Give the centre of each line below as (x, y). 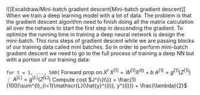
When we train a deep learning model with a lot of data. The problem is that (99, 15)
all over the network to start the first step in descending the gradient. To (95, 28)
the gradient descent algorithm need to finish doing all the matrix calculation (100, 22)
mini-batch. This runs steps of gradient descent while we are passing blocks (100, 41)
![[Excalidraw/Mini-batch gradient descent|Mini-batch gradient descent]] (96, 9)
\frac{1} (127, 80)
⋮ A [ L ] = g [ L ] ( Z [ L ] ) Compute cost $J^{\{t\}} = (61, 79)
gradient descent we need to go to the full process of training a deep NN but (100, 53)
